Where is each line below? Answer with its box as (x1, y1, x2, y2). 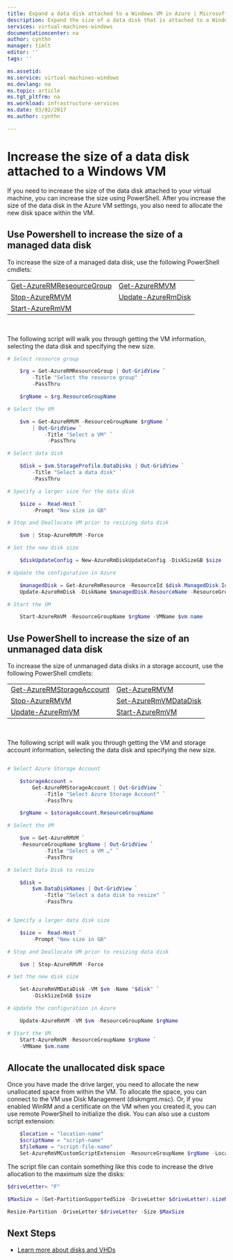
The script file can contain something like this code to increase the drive (7, 1162, 214, 1171)
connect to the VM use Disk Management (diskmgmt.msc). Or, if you (7, 1095, 203, 1103)
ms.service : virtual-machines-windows (7, 74, 119, 81)
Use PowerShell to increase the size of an (7, 632, 189, 645)
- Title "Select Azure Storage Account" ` (44, 791, 166, 798)
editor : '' (7, 49, 39, 56)
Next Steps (7, 1227, 56, 1239)
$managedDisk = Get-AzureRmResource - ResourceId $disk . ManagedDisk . (19, 581, 222, 589)
